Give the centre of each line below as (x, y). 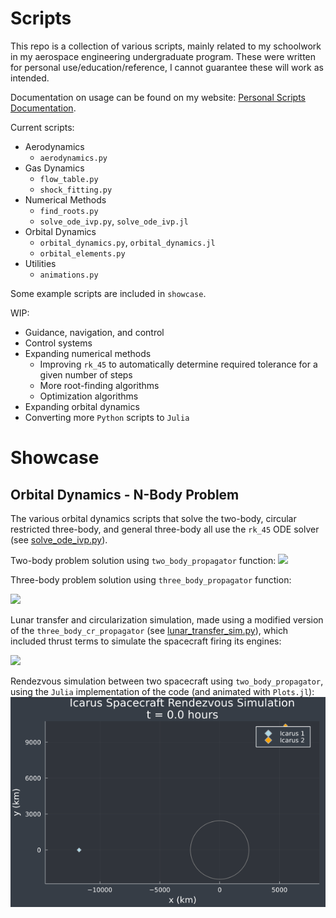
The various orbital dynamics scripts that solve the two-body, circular (153, 518)
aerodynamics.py (73, 158)
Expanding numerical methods (88, 353)
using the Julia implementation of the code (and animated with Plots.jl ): (162, 691)
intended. (30, 78)
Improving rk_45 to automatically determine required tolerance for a (178, 364)
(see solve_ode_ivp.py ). (59, 539)
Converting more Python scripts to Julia (107, 417)
